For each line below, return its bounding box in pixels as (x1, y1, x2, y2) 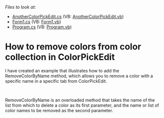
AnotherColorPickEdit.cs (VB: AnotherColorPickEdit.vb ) (12, 14, 124, 19)
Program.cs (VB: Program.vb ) (12, 24, 72, 30)
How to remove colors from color (5, 41, 141, 52)
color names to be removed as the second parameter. (5, 107, 114, 113)
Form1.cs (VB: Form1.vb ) (12, 19, 61, 24)
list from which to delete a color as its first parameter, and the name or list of (5, 102, 159, 108)
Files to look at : (5, 4, 36, 10)
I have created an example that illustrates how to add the (5, 68, 119, 73)
